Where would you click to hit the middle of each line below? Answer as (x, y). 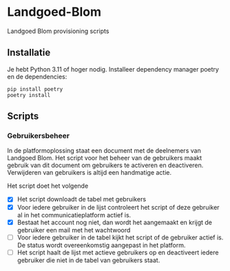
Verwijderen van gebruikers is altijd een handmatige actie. (90, 173)
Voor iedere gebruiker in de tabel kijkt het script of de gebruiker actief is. (120, 237)
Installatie (29, 53)
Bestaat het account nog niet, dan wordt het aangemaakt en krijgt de (114, 222)
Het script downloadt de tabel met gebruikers (82, 199)
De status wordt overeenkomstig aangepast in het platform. (101, 245)
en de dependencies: (37, 76)
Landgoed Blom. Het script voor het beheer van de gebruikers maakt (105, 158)
